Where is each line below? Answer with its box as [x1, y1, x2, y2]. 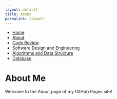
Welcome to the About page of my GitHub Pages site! [5, 89, 113, 95]
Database [12, 56, 32, 61]
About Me [5, 73, 46, 83]
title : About [5, 12, 32, 17]
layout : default [5, 7, 38, 12]
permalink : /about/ [5, 16, 45, 21]
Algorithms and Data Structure [12, 50, 74, 56]
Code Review [12, 40, 39, 46]
